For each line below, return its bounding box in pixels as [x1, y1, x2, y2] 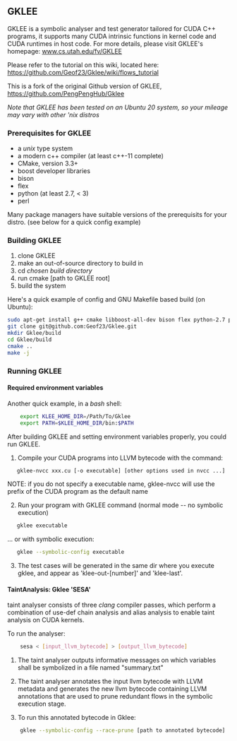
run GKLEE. [7, 439, 41, 448]
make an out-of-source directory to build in [17, 259, 143, 268]
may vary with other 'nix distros [7, 110, 100, 119]
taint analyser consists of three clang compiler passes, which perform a [7, 600, 217, 610]
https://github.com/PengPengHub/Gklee [7, 89, 125, 97]
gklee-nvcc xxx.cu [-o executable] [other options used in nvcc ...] [16, 467, 226, 474]
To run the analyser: [7, 629, 66, 638]
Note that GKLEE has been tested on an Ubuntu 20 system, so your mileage [7, 102, 229, 112]
